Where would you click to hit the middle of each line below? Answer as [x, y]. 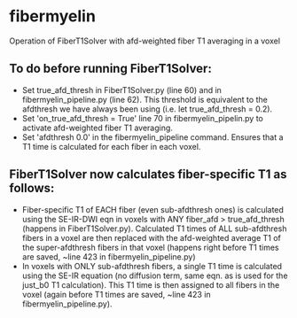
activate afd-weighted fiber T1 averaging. [97, 128]
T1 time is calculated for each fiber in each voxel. [111, 146]
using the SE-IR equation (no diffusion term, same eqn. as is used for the [155, 275]
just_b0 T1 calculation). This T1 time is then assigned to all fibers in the [151, 284]
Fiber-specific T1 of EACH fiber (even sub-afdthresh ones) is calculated [152, 209]
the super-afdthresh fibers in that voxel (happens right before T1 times [150, 247]
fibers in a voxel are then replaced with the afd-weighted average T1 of [151, 237]
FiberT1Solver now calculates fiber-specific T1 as [148, 175]
